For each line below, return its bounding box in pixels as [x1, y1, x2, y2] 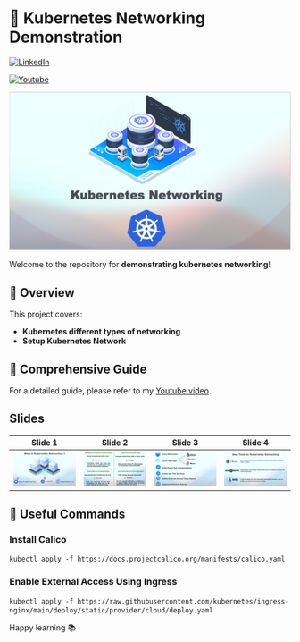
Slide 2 [101, 437, 129, 448]
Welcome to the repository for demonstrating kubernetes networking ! [9, 259, 271, 270]
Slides [9, 411, 45, 427]
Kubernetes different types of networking [21, 326, 181, 337]
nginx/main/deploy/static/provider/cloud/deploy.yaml [9, 605, 214, 615]
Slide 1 [30, 437, 58, 448]
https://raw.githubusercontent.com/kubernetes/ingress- [77, 596, 290, 606]
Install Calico [9, 533, 67, 545]
